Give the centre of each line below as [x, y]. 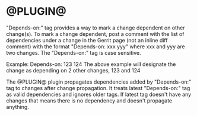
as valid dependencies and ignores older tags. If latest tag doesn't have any [99, 94]
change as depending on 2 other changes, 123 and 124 [73, 70]
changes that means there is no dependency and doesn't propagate [89, 100]
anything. [18, 107]
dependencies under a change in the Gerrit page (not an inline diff [87, 40]
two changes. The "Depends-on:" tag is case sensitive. [74, 52]
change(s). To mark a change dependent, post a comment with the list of [95, 34]
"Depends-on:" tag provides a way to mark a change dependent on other [96, 28]
